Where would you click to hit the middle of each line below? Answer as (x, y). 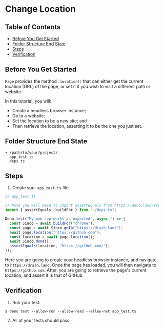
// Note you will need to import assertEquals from (59, 206)
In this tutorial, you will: (28, 101)
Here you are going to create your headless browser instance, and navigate (81, 260)
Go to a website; (29, 116)
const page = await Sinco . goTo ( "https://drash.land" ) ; (66, 228)
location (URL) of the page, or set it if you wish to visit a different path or (78, 86)
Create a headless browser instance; (49, 110)
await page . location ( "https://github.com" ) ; (55, 232)
